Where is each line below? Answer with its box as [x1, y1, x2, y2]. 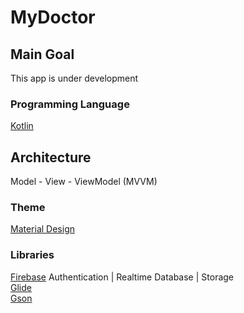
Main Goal [10, 46, 75, 63]
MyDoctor [10, 6, 96, 29]
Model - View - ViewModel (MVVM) [10, 176, 158, 188]
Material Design [10, 223, 76, 235]
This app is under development [10, 72, 139, 84]
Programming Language [10, 97, 130, 111]
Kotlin [10, 120, 34, 132]
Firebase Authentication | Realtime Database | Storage [10, 271, 235, 283]
